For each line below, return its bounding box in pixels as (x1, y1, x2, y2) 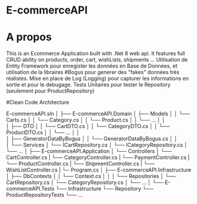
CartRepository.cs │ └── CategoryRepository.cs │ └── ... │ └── (6, 179, 163, 186)
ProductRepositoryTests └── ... (6, 192, 83, 199)
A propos (6, 31, 52, 44)
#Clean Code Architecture (6, 99, 69, 106)
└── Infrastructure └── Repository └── (55, 185, 154, 192)
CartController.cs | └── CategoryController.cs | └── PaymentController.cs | (6, 154, 190, 161)
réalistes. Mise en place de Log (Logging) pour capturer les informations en (6, 75, 189, 82)
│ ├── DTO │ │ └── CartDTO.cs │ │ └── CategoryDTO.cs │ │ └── (6, 123, 171, 130)
